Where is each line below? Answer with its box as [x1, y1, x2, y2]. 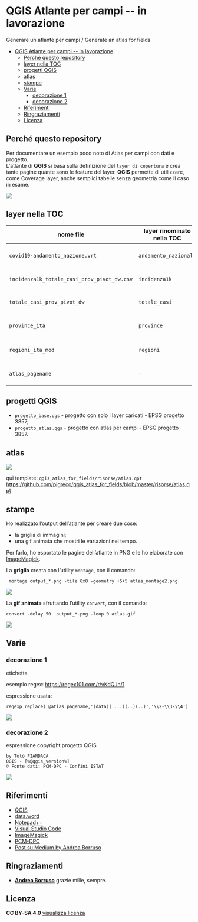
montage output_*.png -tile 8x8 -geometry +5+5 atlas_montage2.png [8, 578, 178, 584]
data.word [14, 812, 39, 819]
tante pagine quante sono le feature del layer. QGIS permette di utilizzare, [6, 168, 184, 175]
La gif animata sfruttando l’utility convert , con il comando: [6, 600, 147, 607]
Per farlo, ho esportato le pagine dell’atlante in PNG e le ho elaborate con [6, 549, 183, 556]
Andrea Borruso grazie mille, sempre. [14, 877, 107, 884]
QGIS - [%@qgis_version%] [6, 758, 70, 764]
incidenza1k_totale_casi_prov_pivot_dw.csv [9, 276, 133, 282]
